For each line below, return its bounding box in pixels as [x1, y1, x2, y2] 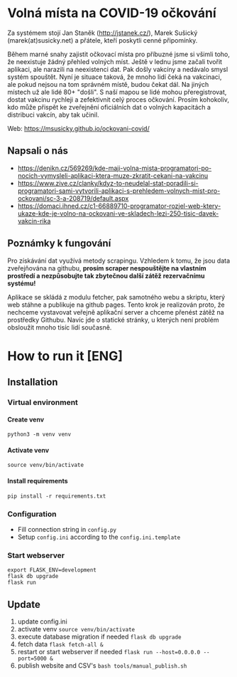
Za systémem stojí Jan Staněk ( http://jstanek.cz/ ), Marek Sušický [7, 28, 198, 37]
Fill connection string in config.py [17, 525, 117, 533]
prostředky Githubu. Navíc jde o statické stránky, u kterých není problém [7, 315, 219, 324]
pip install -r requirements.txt [7, 493, 106, 500]
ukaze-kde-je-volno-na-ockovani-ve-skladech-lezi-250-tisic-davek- [17, 209, 219, 218]
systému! [7, 279, 36, 288]
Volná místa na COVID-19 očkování [7, 5, 216, 21]
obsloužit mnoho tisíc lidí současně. [7, 322, 112, 332]
